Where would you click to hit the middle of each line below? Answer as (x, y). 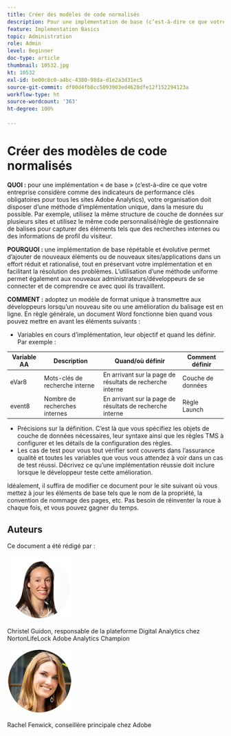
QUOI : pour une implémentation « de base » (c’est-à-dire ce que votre (107, 185)
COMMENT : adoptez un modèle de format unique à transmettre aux (104, 299)
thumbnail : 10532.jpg (38, 65)
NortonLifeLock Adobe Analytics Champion (68, 639)
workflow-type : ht (33, 94)
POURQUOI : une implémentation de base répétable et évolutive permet (109, 249)
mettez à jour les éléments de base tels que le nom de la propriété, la (105, 493)
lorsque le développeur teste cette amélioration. (85, 472)
